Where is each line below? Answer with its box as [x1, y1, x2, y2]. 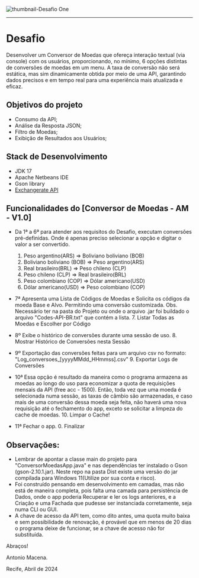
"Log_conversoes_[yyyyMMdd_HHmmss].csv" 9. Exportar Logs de [14, 356, 178, 363]
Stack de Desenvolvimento [6, 151, 108, 162]
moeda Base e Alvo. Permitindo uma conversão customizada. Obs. [14, 302, 178, 309]
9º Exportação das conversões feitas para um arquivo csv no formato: [14, 350, 187, 357]
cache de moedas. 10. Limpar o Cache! [14, 411, 110, 418]
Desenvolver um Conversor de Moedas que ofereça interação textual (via [6, 51, 185, 59]
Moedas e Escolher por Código [14, 320, 91, 328]
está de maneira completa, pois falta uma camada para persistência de [14, 487, 188, 494]
